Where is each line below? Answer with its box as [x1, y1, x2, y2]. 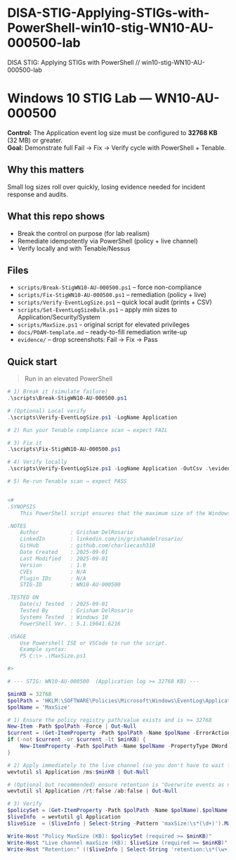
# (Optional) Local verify [7, 407, 86, 415]
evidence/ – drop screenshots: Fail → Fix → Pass [17, 336, 158, 344]
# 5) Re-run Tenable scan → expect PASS [7, 478, 128, 485]
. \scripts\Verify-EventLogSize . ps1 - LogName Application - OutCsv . [7, 465, 209, 472]
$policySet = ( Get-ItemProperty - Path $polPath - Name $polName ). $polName [7, 807, 228, 814]
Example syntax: [20, 646, 68, 653]
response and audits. [7, 190, 68, 198]
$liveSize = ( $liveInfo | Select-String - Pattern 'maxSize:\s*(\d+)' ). [7, 820, 225, 827]
